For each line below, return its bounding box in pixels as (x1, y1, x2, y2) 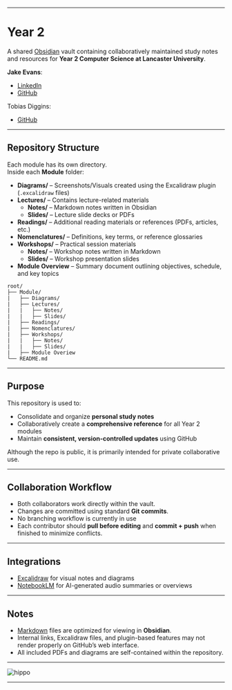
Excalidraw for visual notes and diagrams (17, 574, 135, 582)
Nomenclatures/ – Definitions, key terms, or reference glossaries (17, 232, 203, 241)
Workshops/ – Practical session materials (17, 240, 137, 248)
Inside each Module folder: (7, 167, 84, 176)
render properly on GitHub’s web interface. (17, 641, 139, 649)
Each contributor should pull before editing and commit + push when (17, 522, 216, 530)
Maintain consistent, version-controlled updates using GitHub (17, 434, 197, 442)
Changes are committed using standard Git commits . (17, 507, 169, 516)
